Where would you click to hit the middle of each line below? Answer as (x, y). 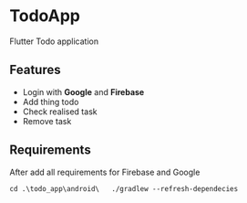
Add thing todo (51, 101)
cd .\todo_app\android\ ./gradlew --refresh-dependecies (124, 188)
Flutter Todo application (54, 41)
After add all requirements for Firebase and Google (105, 172)
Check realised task (60, 112)
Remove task (47, 121)
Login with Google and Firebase (83, 91)
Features (35, 70)
